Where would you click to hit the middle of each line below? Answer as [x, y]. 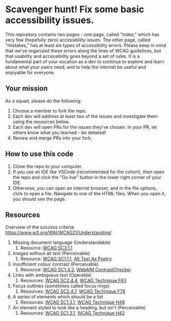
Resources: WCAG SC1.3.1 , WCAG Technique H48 [72, 302]
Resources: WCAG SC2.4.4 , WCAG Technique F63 [73, 281]
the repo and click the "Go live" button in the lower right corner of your [87, 177]
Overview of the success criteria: [40, 227]
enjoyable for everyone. [30, 72]
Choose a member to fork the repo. [50, 110]
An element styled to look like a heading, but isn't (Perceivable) [79, 308]
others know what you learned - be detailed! [59, 132]
